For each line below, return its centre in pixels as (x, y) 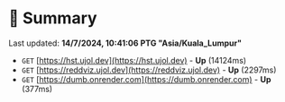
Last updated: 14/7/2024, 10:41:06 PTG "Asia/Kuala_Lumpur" (125, 43)
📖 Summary (53, 18)
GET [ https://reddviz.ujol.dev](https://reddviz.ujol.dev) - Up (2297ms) (149, 70)
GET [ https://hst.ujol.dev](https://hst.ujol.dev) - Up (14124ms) (134, 60)
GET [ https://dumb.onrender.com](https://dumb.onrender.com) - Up (146, 79)
